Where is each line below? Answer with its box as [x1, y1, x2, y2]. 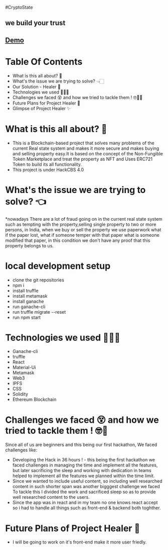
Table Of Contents [5, 56, 83, 67]
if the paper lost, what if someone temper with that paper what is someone [5, 232, 159, 238]
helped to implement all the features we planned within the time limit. [12, 473, 155, 479]
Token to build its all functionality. [12, 161, 82, 167]
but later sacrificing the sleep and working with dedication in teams [12, 468, 151, 474]
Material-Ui [12, 364, 36, 371]
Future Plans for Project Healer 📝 [12, 100, 80, 106]
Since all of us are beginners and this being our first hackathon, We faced [5, 442, 157, 448]
